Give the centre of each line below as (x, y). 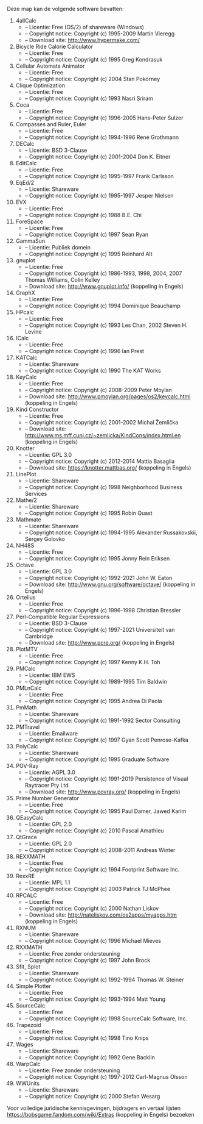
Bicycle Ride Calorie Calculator (54, 46)
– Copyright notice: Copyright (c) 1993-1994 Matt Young (95, 999)
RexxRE (25, 876)
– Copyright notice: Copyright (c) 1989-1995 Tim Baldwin (96, 682)
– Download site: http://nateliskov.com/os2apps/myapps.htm (101, 915)
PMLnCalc (29, 688)
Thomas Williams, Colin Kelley (62, 280)
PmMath (26, 707)
